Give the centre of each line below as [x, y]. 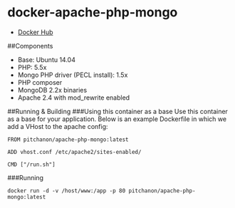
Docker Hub [35, 32]
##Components [30, 46]
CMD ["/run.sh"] [31, 165]
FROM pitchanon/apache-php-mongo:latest [68, 140]
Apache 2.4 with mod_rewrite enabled [74, 98]
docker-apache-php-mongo [93, 12]
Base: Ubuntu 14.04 [47, 59]
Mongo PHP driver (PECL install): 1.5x [73, 75]
